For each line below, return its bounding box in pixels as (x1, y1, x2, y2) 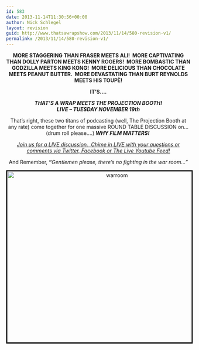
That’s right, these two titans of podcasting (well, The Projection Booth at (10, 117, 187, 124)
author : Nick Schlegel (6, 19, 61, 25)
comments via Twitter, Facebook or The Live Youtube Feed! (26, 147, 170, 154)
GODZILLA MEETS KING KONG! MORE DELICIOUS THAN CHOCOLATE (11, 64, 186, 71)
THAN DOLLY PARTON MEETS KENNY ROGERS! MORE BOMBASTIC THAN (6, 58, 191, 65)
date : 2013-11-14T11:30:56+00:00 (6, 14, 88, 20)
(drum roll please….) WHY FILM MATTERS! (46, 130, 150, 137)
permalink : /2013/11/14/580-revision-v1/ (6, 36, 109, 42)
